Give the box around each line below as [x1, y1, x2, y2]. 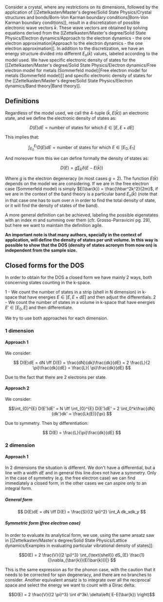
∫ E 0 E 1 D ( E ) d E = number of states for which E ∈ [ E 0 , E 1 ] [28, 143, 135, 152]
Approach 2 [5, 385, 30, 391]
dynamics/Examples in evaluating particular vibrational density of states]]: [5, 543, 154, 548]
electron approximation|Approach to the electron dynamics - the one [5, 40, 143, 46]
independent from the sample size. [5, 247, 77, 253]
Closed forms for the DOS [5, 262, 84, 270]
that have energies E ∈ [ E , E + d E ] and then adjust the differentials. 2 [18, 294, 156, 300]
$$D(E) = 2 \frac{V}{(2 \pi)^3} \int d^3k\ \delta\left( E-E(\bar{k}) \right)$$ [8, 591, 155, 597]
